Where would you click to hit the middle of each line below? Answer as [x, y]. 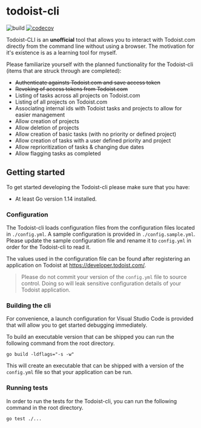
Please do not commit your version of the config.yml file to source [104, 277]
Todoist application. [46, 290]
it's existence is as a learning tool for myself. [62, 52]
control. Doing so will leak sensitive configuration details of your [101, 284]
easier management [40, 115]
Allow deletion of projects [47, 127]
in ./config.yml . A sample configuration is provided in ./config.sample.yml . [101, 234]
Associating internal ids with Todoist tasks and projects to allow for [98, 108]
